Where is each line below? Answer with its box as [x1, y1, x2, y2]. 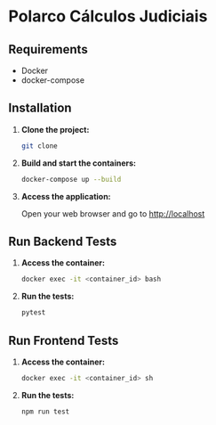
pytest [20, 308, 46, 317]
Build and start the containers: [20, 158, 137, 168]
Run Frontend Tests [8, 332, 119, 348]
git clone [20, 141, 59, 151]
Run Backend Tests [8, 233, 117, 249]
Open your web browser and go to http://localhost [20, 208, 205, 219]
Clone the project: [20, 124, 90, 135]
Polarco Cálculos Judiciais [8, 6, 208, 27]
